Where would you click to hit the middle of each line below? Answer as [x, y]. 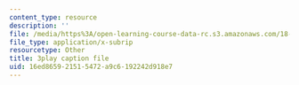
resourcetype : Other [48, 50]
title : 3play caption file [59, 58]
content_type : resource [53, 17]
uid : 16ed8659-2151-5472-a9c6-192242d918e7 [91, 67]
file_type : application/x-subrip [71, 42]
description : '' [39, 26]
